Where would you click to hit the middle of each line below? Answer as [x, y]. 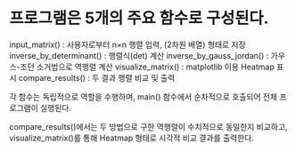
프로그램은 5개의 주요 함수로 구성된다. [139, 18]
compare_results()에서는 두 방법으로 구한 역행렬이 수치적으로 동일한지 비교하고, [148, 126]
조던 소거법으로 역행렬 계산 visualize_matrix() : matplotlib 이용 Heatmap [147, 67]
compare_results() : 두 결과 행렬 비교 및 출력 [97, 77]
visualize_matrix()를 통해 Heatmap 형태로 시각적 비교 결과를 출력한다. [132, 138]
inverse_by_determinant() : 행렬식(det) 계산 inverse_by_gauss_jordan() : [139, 55]
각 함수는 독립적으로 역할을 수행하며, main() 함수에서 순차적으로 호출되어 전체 [144, 96]
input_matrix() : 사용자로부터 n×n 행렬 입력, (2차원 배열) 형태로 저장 [128, 44]
